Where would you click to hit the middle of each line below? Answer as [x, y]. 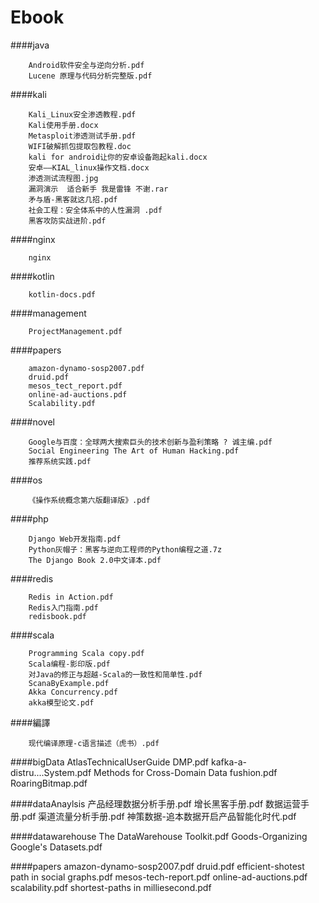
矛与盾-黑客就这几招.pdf [73, 199]
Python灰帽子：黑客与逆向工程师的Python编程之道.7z [125, 549]
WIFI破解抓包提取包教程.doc [80, 146]
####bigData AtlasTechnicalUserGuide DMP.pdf [110, 762]
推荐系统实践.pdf [60, 461]
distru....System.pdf [51, 772]
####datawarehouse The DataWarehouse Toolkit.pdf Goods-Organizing [159, 836]
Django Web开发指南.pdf [75, 539]
